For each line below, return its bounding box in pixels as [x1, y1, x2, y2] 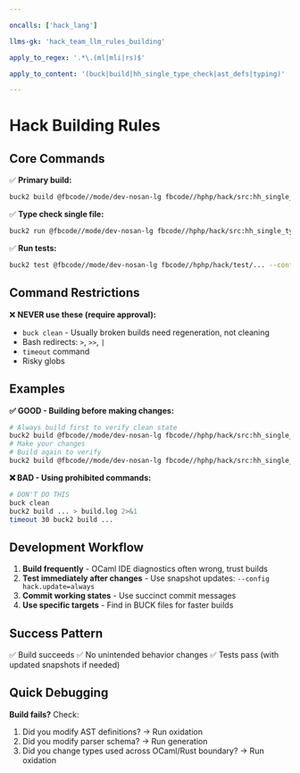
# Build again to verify [9, 448, 102, 457]
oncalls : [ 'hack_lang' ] [9, 21, 98, 29]
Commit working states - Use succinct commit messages [21, 591, 237, 601]
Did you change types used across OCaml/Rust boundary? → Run [21, 745, 265, 756]
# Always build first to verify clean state [9, 423, 178, 432]
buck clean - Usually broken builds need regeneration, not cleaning [21, 327, 271, 338]
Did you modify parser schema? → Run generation [21, 735, 208, 746]
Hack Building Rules [9, 115, 161, 136]
